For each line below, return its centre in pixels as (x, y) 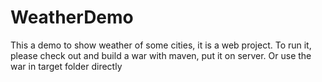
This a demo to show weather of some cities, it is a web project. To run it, (161, 45)
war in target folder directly (66, 66)
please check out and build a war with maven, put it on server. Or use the (161, 55)
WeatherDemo (72, 17)
